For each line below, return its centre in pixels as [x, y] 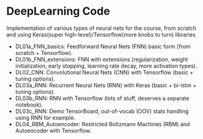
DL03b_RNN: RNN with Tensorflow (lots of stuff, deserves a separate [102, 98]
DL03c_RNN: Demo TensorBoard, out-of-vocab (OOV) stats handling [102, 111]
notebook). [29, 104]
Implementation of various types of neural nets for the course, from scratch [102, 28]
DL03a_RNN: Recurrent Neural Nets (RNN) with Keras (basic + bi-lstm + [106, 85]
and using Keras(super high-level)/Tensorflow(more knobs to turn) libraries [101, 34]
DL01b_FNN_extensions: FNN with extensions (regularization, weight [102, 59]
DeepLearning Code [58, 11]
